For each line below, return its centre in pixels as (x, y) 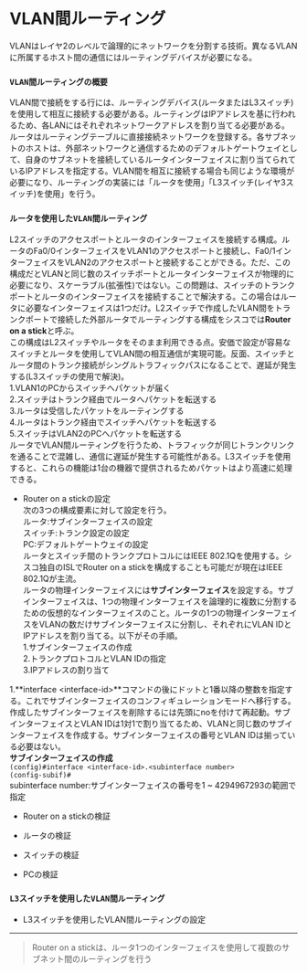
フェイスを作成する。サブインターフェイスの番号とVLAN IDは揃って (160, 735)
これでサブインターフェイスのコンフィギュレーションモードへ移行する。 (161, 701)
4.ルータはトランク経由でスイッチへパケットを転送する (113, 422)
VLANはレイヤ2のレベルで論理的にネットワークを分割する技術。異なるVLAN (153, 46)
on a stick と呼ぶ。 (44, 331)
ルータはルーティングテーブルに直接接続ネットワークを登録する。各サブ (145, 137)
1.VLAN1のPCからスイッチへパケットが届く (90, 387)
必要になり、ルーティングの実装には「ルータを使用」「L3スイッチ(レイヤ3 (148, 183)
